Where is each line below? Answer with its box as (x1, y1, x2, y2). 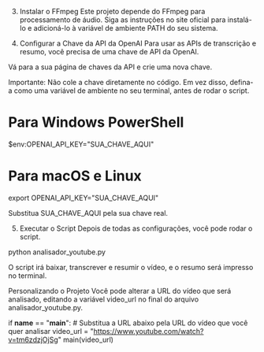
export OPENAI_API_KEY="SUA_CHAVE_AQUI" (8, 193, 159, 202)
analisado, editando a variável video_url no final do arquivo (8, 295, 199, 304)
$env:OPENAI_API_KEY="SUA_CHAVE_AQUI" (8, 139, 154, 149)
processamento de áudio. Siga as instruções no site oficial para (19, 15, 226, 24)
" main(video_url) (58, 335, 114, 344)
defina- (229, 78, 254, 87)
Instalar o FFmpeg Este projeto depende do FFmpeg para (19, 7, 206, 16)
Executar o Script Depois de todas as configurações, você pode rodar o (19, 224, 253, 233)
